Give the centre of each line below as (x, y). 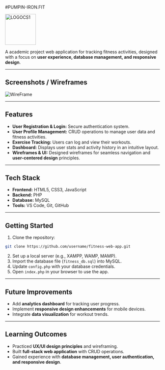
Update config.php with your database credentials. (64, 266)
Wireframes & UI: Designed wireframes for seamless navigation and (81, 152)
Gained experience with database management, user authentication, (83, 357)
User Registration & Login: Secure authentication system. (71, 126)
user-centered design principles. (46, 158)
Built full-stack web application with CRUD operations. (68, 351)
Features (19, 115)
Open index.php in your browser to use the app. (60, 272)
